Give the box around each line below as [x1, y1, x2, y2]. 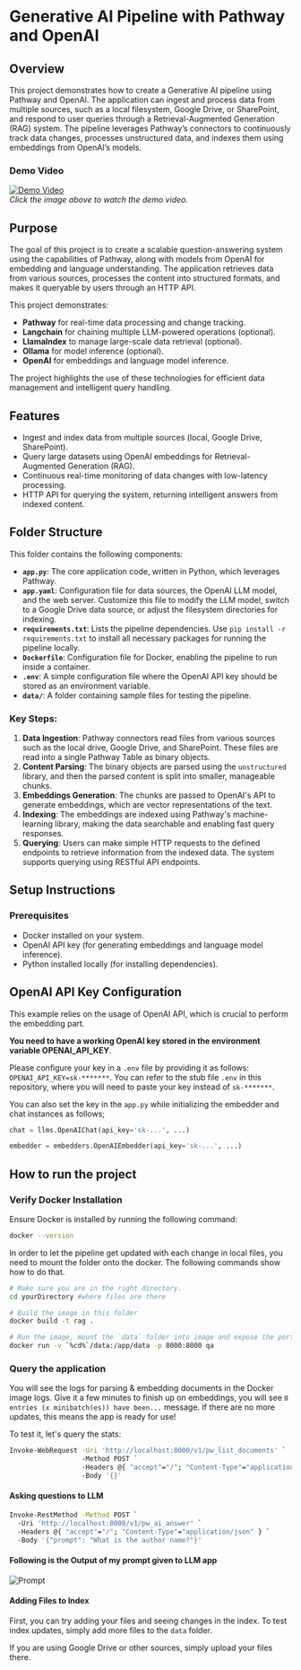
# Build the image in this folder [9, 1308, 139, 1317]
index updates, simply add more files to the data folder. [9, 1625, 213, 1635]
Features [9, 408, 60, 424]
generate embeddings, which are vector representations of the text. [21, 800, 273, 810]
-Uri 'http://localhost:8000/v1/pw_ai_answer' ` [17, 1518, 202, 1527]
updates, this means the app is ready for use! [9, 1412, 176, 1422]
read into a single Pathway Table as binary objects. [21, 752, 211, 763]
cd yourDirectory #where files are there [9, 1292, 167, 1301]
